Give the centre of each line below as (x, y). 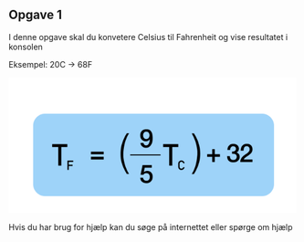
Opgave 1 (36, 15)
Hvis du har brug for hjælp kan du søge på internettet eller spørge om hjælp (151, 226)
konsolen (26, 47)
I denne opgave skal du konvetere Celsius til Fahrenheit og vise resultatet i (148, 37)
